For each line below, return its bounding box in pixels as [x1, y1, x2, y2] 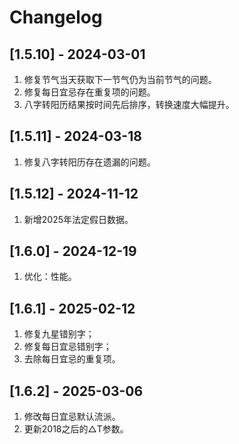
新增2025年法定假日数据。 [23, 213, 134, 225]
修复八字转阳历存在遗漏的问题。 [23, 156, 156, 168]
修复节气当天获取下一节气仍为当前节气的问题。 [23, 74, 217, 85]
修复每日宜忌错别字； [23, 341, 112, 353]
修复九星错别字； [23, 328, 95, 340]
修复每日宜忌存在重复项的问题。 [23, 86, 156, 98]
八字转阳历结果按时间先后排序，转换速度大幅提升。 [23, 99, 235, 110]
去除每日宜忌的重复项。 [23, 353, 121, 365]
